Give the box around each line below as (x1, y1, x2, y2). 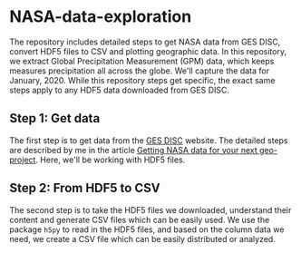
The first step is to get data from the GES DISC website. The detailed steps (9, 134, 288, 146)
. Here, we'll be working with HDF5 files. (35, 154, 186, 165)
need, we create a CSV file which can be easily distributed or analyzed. (9, 233, 277, 244)
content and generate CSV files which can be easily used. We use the (9, 214, 270, 225)
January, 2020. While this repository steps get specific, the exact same (9, 74, 276, 85)
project (9, 154, 36, 165)
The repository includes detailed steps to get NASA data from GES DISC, (9, 36, 281, 47)
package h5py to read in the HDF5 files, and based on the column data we (9, 224, 285, 235)
